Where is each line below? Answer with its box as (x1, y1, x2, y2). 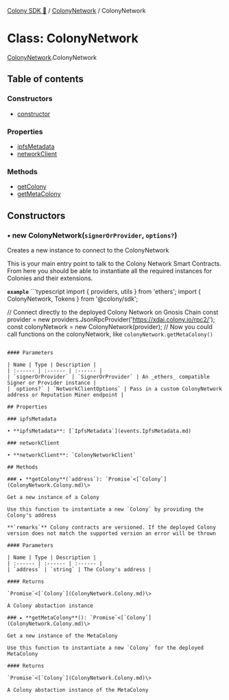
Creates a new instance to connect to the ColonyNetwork (7, 246, 169, 254)
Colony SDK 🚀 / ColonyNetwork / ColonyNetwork (7, 7, 146, 14)
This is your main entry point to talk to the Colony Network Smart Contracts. (7, 259, 221, 268)
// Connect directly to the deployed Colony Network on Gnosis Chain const (7, 308, 219, 316)
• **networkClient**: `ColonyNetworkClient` (7, 452, 136, 458)
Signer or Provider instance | (7, 379, 97, 386)
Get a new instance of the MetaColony (7, 632, 118, 639)
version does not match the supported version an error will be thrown (7, 530, 216, 537)
